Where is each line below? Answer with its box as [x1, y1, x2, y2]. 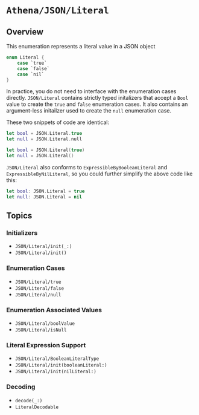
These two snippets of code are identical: [6, 119, 110, 126]
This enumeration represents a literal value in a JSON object [6, 43, 156, 50]
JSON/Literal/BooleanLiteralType [14, 356, 99, 362]
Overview [6, 27, 44, 37]
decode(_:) [14, 397, 43, 404]
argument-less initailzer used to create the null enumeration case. [6, 107, 172, 114]
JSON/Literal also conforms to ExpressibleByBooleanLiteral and [6, 163, 168, 171]
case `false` [17, 65, 50, 71]
